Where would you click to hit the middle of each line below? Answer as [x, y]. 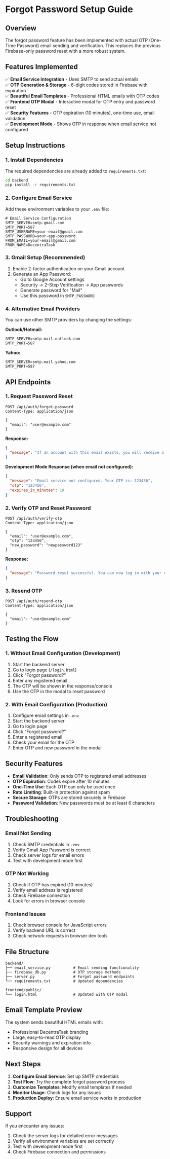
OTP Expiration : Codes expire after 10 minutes [61, 781]
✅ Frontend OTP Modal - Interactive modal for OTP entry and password [80, 101]
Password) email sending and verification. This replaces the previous [89, 46]
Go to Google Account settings [52, 279]
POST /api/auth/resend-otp [34, 601]
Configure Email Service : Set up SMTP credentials [66, 1076]
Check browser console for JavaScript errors [60, 925]
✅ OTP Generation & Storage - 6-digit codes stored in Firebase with [76, 85]
